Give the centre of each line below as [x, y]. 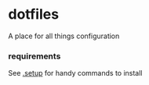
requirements [35, 56]
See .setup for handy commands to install [75, 73]
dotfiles [34, 14]
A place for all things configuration [64, 36]
